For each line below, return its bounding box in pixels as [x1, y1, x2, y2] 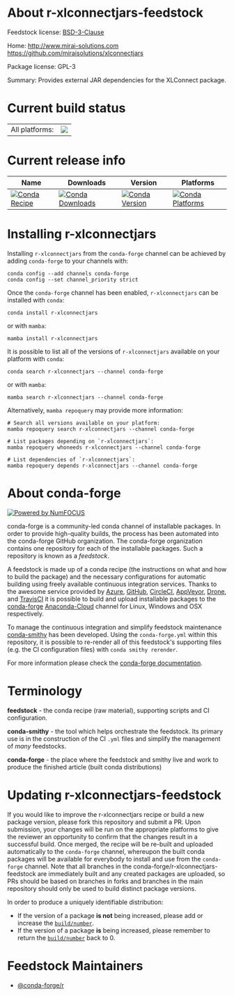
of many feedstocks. [7, 742, 67, 750]
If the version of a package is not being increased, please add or [17, 911, 203, 919]
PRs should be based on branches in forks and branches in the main [7, 877, 203, 885]
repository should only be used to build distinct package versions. [7, 884, 196, 893]
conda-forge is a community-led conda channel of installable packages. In [7, 521, 221, 530]
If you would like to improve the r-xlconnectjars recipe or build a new [7, 810, 204, 818]
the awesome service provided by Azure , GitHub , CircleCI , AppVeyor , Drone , [7, 587, 227, 595]
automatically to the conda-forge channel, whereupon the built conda [7, 847, 205, 855]
